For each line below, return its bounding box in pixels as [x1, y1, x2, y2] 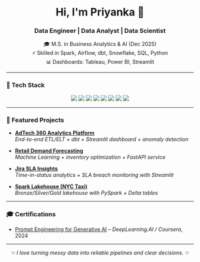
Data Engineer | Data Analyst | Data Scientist [34, 27, 166, 35]
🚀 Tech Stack [6, 81, 45, 89]
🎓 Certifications [6, 210, 56, 218]
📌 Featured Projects [6, 116, 64, 124]
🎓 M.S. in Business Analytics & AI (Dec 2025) [43, 40, 157, 48]
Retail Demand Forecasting [14, 147, 83, 154]
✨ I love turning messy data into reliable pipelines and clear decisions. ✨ [11, 249, 189, 257]
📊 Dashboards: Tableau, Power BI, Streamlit [45, 58, 155, 65]
